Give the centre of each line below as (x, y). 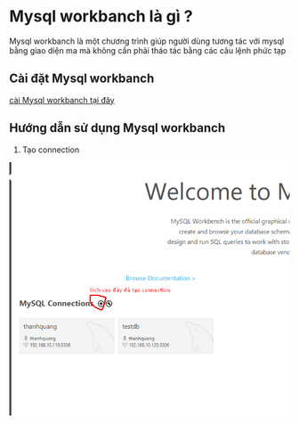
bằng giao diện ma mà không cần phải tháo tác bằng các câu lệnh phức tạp (148, 50)
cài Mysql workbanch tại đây (62, 100)
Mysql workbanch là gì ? (101, 16)
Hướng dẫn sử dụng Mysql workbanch (117, 128)
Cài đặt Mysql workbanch (82, 79)
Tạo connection (51, 150)
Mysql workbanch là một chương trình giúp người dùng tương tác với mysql (147, 41)
